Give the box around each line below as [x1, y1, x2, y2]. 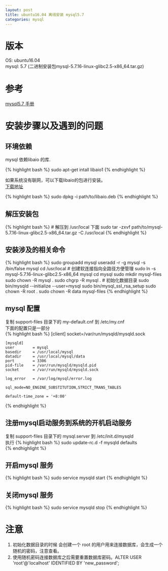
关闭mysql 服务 [5, 490, 54, 499]
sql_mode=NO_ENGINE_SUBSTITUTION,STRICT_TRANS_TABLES [5, 385, 122, 390]
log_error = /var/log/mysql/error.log [5, 376, 92, 381]
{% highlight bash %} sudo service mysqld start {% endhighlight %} [5, 475, 148, 481]
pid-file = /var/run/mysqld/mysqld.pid [5, 363, 96, 368]
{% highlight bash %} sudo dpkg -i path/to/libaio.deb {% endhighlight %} [5, 194, 158, 200]
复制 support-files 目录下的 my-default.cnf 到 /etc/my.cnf [5, 318, 125, 325]
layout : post [5, 7, 33, 13]
